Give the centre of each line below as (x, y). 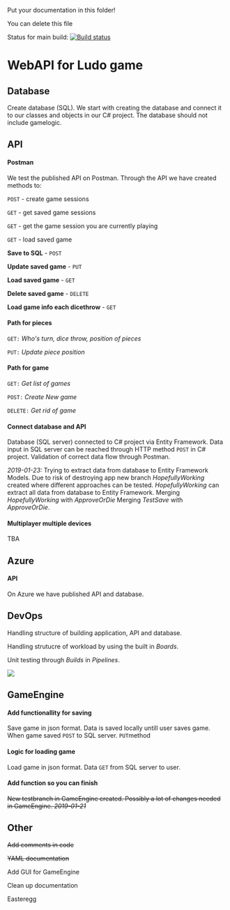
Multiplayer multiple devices (49, 523)
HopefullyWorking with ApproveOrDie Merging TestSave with (95, 500)
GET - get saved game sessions (52, 212)
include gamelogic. (34, 122)
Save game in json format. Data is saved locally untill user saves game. (109, 728)
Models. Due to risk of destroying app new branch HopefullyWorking (106, 478)
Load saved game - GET (41, 280)
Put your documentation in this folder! (62, 10)
